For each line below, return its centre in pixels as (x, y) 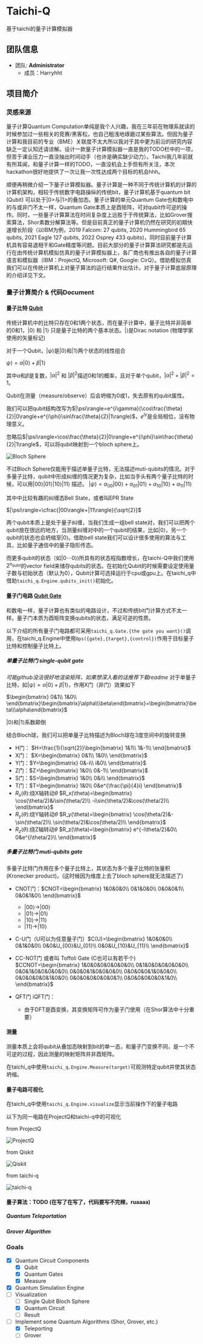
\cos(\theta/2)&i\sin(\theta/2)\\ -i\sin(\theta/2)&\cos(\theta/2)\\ (92, 801)
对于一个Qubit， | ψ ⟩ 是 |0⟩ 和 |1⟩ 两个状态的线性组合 (66, 350)
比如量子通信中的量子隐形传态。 (56, 545)
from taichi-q (23, 1175)
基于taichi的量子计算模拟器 (40, 28)
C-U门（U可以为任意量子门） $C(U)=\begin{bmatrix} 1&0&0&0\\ (94, 939)
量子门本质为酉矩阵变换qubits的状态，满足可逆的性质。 (85, 618)
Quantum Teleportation (37, 1216)
